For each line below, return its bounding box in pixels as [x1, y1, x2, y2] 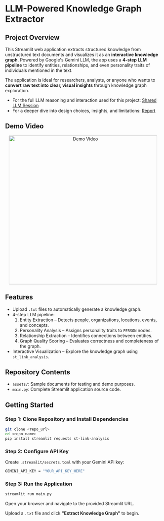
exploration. [5, 88, 30, 93]
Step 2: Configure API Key [5, 448, 69, 455]
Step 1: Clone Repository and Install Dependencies [5, 415, 129, 422]
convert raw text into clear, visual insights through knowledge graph [5, 82, 147, 88]
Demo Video [5, 122, 44, 130]
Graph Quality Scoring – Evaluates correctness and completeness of [19, 338, 159, 344]
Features [5, 293, 33, 301]
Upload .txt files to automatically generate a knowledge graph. [12, 306, 142, 312]
